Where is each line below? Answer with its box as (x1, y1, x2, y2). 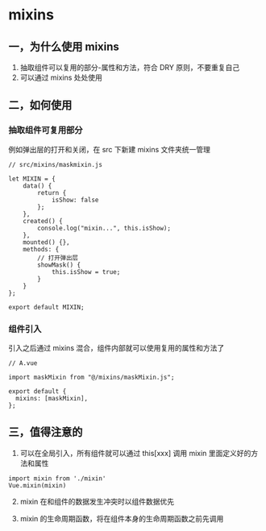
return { (37, 189, 67, 197)
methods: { (23, 245, 60, 253)
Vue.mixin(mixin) (8, 481, 67, 489)
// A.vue (8, 359, 38, 367)
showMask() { (37, 260, 81, 269)
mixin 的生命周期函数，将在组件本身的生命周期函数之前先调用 (19, 513, 224, 523)
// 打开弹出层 (37, 254, 79, 262)
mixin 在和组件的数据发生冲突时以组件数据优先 (19, 496, 175, 506)
